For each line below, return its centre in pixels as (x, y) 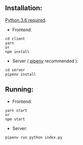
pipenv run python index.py (34, 137)
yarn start (16, 110)
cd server (15, 70)
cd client (15, 39)
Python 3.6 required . (26, 20)
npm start (15, 119)
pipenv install (21, 74)
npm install (17, 51)
